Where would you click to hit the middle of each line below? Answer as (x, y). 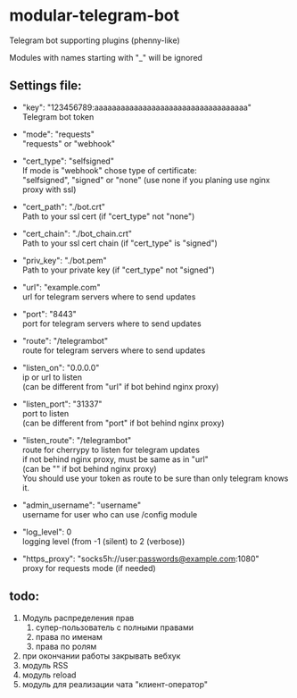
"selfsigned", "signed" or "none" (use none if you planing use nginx (146, 180)
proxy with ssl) (49, 189)
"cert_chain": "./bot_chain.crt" (77, 233)
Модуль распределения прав (78, 618)
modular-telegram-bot (95, 16)
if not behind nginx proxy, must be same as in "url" (115, 459)
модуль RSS (45, 665)
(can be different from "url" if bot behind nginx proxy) (120, 386)
